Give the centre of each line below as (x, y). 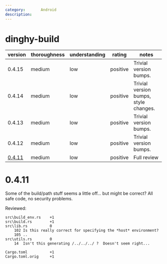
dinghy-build (32, 39)
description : (19, 14)
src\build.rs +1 (30, 222)
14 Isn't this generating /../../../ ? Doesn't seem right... (82, 244)
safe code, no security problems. (39, 199)
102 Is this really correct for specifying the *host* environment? (86, 231)
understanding (87, 55)
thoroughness (48, 55)
